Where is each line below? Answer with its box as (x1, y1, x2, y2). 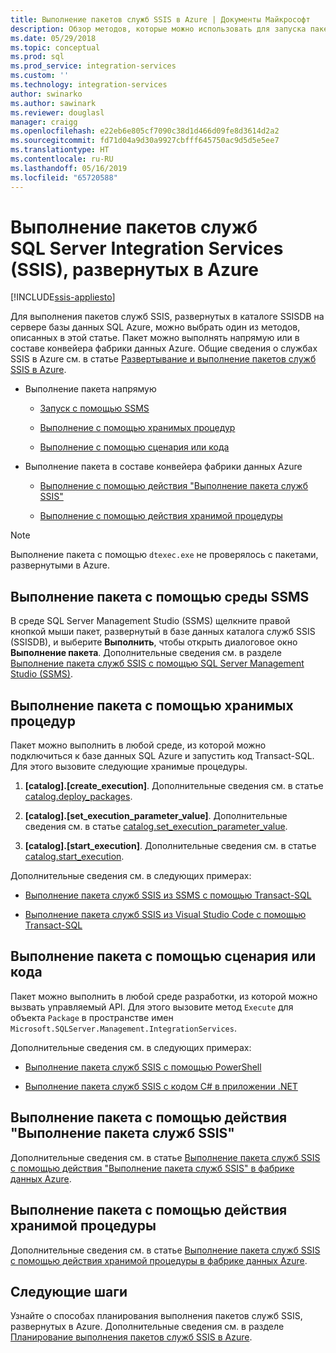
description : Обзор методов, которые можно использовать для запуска (10, 24, 307, 34)
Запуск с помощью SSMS (39, 402, 150, 415)
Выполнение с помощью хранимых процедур (39, 422, 236, 434)
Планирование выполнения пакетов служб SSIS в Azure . (10, 1331, 253, 1343)
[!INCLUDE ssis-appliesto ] (10, 291, 116, 303)
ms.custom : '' (10, 71, 70, 81)
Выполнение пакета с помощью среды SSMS (10, 588, 310, 605)
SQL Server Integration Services (10, 237, 284, 260)
